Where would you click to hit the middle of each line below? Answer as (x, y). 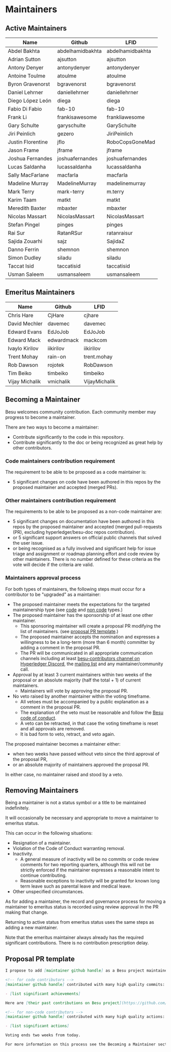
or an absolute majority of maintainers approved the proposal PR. (81, 764)
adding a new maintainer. (32, 928)
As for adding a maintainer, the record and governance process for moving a (85, 901)
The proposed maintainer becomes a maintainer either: (63, 744)
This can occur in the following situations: (49, 833)
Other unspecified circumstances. (48, 892)
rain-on (57, 356)
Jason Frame (23, 150)
